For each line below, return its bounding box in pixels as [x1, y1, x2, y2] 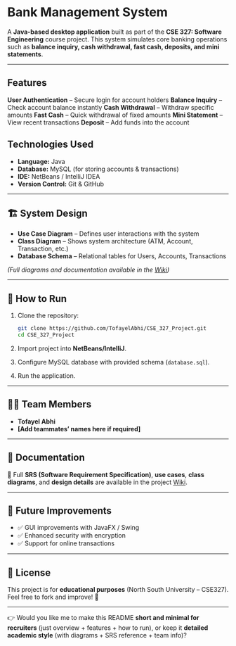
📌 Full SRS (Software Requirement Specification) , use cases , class [7, 470, 205, 479]
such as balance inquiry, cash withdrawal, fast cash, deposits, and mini [7, 42, 220, 51]
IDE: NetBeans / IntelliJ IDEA [17, 172, 100, 180]
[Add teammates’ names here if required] [17, 424, 141, 433]
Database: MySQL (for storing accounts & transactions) [17, 165, 179, 173]
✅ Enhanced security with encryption [17, 531, 126, 540]
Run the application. [17, 371, 76, 380]
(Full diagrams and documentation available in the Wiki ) [7, 265, 170, 274]
